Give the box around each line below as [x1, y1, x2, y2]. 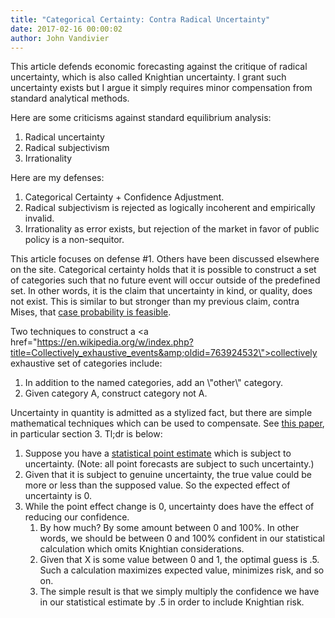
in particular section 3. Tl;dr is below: [10, 428, 163, 440]
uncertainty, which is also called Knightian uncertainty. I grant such [10, 71, 287, 83]
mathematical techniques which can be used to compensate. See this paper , [10, 417, 325, 430]
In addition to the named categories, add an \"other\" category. [24, 377, 284, 389]
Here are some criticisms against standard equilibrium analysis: [10, 112, 272, 124]
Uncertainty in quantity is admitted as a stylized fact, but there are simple [10, 407, 313, 419]
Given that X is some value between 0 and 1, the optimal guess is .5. [39, 554, 320, 566]
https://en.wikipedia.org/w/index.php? [36, 336, 194, 348]
